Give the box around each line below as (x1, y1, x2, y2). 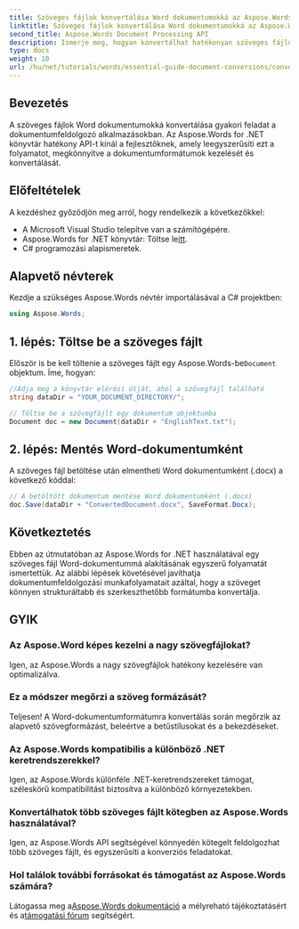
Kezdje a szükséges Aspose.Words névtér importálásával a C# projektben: (9, 292, 283, 303)
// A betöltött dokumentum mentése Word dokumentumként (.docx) (9, 492, 253, 501)
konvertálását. (9, 157, 61, 167)
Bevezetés (9, 95, 69, 111)
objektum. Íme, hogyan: (9, 367, 96, 378)
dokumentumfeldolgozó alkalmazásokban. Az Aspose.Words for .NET (9, 128, 265, 139)
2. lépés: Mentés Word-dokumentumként (9, 442, 243, 457)
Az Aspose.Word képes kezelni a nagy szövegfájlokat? (9, 639, 251, 651)
